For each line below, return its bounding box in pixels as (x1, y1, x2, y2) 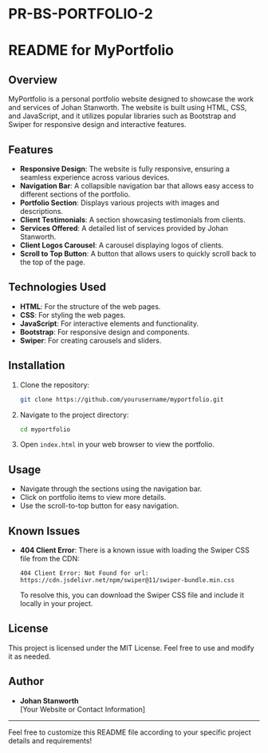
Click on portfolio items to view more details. (19, 493, 167, 502)
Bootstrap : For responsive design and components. (19, 327, 190, 336)
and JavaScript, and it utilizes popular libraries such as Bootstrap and (8, 111, 237, 121)
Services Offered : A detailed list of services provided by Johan (19, 224, 229, 232)
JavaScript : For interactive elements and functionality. (19, 319, 199, 328)
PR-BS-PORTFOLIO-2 (8, 5, 153, 23)
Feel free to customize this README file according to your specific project (8, 727, 251, 737)
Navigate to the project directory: (19, 410, 129, 419)
